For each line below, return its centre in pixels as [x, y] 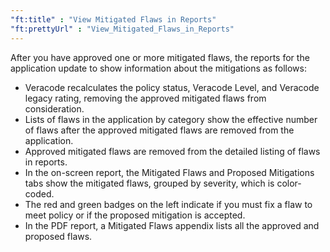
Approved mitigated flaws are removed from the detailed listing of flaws [172, 151]
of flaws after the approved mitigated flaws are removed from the [159, 130]
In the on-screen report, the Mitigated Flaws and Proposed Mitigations [169, 172]
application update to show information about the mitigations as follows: [158, 68]
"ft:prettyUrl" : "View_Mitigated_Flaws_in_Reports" [122, 29]
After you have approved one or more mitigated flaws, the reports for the [160, 57]
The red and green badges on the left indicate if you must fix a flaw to [168, 204]
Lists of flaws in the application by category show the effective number [171, 119]
